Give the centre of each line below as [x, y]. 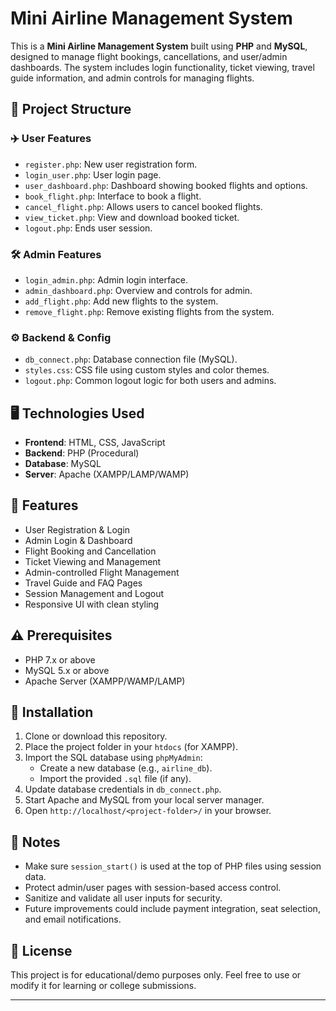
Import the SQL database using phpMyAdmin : [113, 758]
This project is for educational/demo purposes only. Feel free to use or [156, 975]
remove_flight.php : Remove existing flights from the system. [149, 311]
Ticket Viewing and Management [93, 561]
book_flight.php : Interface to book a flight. [113, 196]
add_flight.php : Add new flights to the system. [121, 301]
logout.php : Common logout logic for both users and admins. [150, 381]
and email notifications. [73, 919]
